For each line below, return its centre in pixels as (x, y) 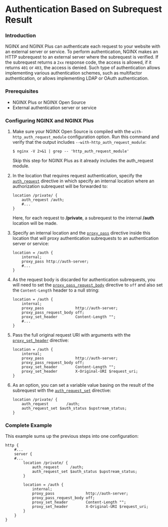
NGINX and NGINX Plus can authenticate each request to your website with (83, 47)
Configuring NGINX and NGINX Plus (49, 120)
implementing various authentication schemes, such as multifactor (74, 73)
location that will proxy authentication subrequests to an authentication (85, 238)
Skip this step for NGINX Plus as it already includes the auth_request (83, 161)
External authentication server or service (54, 107)
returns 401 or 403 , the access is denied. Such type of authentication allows (83, 68)
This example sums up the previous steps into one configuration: (72, 436)
